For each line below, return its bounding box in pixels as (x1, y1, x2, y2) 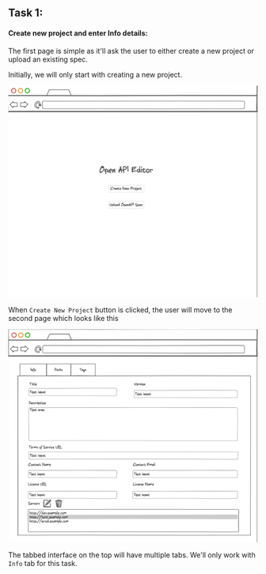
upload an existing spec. (8, 55, 89, 64)
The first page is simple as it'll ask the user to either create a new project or (8, 46, 255, 55)
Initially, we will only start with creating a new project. (8, 70, 183, 79)
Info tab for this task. (8, 558, 78, 568)
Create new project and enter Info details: (8, 28, 148, 38)
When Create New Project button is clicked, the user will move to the (8, 304, 233, 315)
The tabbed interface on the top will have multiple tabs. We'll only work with (8, 549, 256, 560)
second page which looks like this (8, 313, 119, 323)
